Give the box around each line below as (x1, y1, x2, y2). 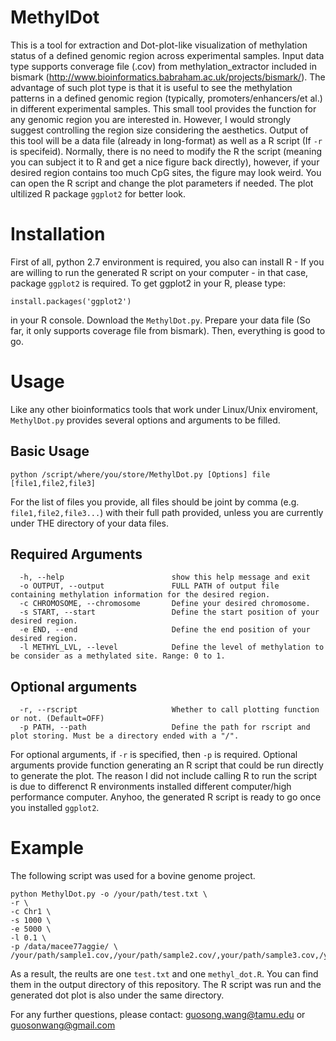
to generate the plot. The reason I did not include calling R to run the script (10, 770, 318, 782)
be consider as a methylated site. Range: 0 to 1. (10, 651, 226, 661)
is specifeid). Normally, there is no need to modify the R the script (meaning (10, 145, 322, 157)
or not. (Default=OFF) (10, 714, 105, 724)
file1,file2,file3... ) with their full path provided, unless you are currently (10, 506, 324, 518)
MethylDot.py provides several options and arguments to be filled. (10, 414, 281, 426)
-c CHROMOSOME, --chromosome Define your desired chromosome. (19, 599, 311, 609)
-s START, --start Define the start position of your (19, 607, 320, 618)
